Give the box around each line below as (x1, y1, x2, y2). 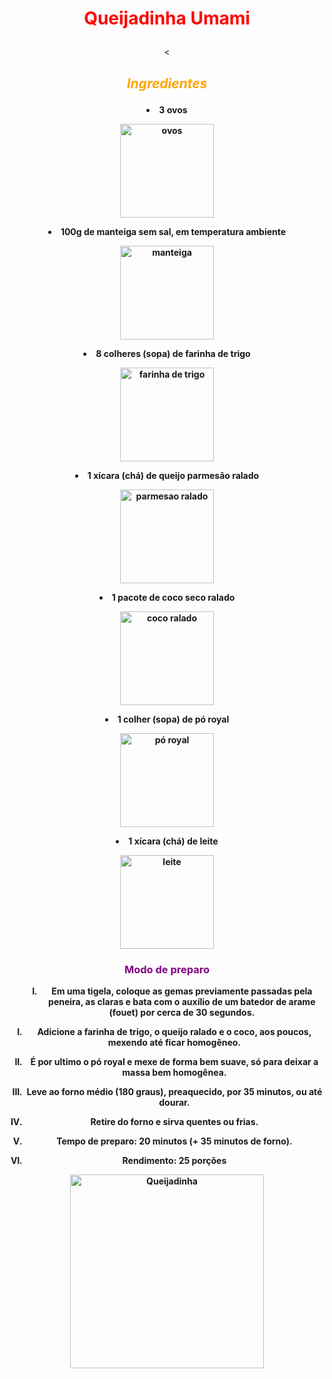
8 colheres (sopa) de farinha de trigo (95, 347, 251, 359)
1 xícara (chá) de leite (128, 835, 219, 847)
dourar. (158, 1096, 191, 1108)
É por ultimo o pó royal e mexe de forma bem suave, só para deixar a (30, 1055, 319, 1067)
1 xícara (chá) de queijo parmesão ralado (87, 469, 260, 481)
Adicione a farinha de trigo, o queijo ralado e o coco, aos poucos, (37, 1025, 312, 1037)
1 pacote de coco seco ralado (111, 591, 236, 603)
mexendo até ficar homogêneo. (107, 1036, 242, 1048)
